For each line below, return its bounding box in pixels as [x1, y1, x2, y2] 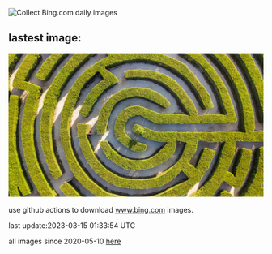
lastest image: [8, 31, 82, 45]
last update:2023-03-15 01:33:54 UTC [8, 221, 136, 230]
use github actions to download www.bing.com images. [8, 205, 194, 215]
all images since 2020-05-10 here [8, 236, 121, 247]
